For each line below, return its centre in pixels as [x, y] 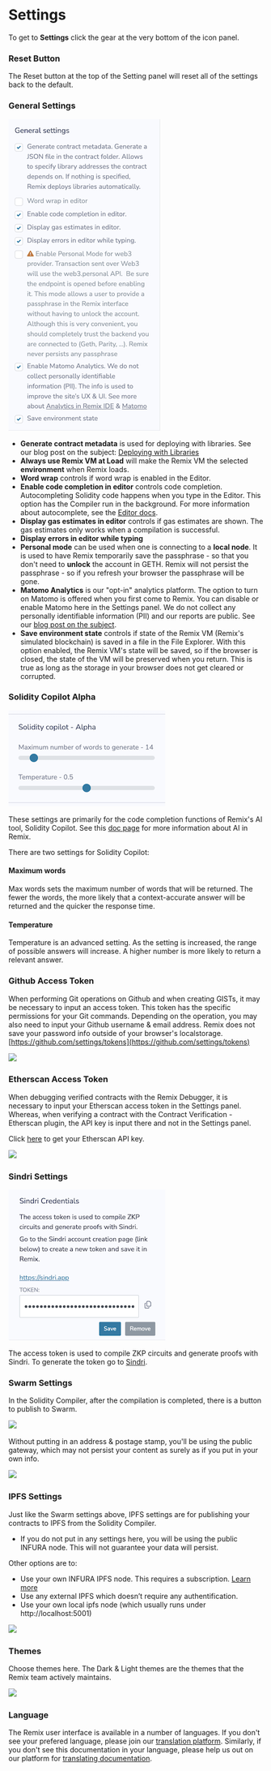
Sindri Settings [38, 1176]
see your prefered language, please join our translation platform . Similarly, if [135, 1741]
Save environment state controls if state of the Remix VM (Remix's [132, 633]
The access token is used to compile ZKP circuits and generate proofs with [133, 1353]
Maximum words [37, 870]
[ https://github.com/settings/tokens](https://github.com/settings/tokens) [129, 1042]
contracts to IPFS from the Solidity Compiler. [83, 1523]
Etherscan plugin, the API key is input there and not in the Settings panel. [130, 1123]
